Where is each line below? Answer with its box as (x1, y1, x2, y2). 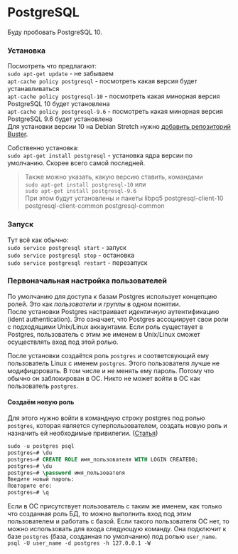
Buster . (7, 130, 28, 139)
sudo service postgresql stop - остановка (7, 251, 135, 259)
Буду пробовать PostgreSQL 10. (7, 28, 103, 36)
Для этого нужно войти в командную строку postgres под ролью (7, 414, 205, 422)
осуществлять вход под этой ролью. (7, 338, 119, 346)
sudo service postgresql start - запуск (7, 243, 126, 251)
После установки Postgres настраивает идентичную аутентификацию (7, 307, 220, 315)
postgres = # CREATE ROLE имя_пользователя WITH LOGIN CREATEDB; (7, 456, 199, 463)
